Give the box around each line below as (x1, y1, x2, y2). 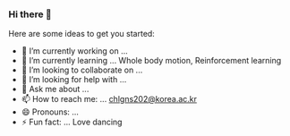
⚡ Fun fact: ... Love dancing (21, 116, 123, 128)
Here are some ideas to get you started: (8, 29, 156, 39)
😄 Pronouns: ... (21, 106, 80, 117)
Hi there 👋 (8, 8, 53, 21)
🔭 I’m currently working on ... (21, 46, 128, 56)
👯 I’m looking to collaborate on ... (21, 64, 143, 75)
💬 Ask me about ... (21, 84, 90, 95)
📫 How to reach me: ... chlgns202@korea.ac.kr (21, 94, 198, 105)
